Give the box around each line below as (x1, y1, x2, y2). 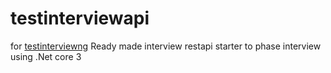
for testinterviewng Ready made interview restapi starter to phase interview (10, 40, 322, 52)
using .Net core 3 (10, 50, 82, 62)
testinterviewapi (10, 7, 150, 30)
